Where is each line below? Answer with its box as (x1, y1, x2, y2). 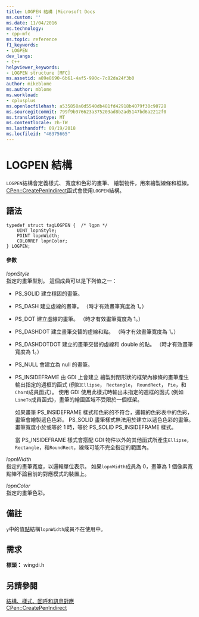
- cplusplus (6, 97, 36, 103)
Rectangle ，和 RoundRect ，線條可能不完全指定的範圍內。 (14, 443, 152, 451)
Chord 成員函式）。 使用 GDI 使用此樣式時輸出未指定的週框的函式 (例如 (14, 388, 184, 395)
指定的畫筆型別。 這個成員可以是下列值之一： (6, 277, 117, 284)
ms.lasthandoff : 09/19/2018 (6, 125, 76, 131)
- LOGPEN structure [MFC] (6, 70, 70, 76)
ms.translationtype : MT (6, 114, 66, 120)
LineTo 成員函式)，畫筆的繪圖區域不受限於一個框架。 (14, 395, 143, 403)
